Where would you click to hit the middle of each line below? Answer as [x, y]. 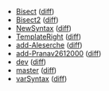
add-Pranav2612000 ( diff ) [58, 53]
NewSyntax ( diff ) [43, 28]
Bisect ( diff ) [35, 11]
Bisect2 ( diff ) [37, 20]
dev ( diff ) [31, 62]
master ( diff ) [36, 70]
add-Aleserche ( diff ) [49, 45]
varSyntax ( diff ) [41, 79]
